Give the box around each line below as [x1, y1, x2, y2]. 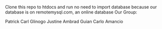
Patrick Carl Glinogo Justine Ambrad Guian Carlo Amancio [5, 19, 123, 24]
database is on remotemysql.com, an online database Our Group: [5, 9, 137, 15]
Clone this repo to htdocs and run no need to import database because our [5, 4, 157, 10]
